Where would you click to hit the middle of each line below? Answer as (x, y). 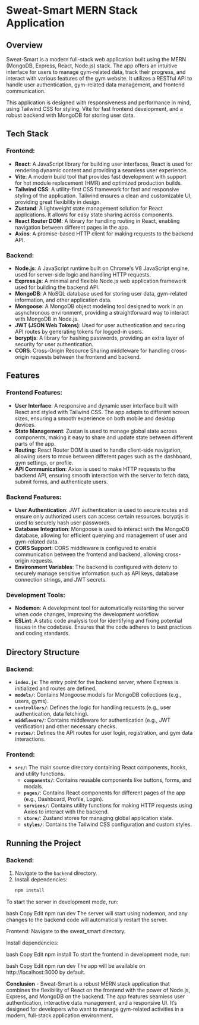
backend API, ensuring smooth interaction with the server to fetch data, (102, 475)
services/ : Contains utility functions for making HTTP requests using (108, 806)
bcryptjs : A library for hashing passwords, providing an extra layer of (99, 338)
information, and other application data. (63, 300)
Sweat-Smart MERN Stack (72, 10)
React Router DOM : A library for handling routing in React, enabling (97, 220)
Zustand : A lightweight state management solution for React (89, 208)
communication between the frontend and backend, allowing (89, 554)
